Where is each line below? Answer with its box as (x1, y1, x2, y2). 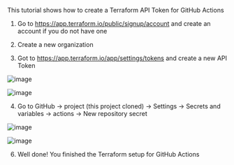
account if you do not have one (17, 27, 108, 35)
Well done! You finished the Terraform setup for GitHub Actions (17, 150, 200, 158)
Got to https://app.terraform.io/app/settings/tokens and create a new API (17, 54, 228, 62)
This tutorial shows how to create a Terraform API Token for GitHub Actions (7, 6, 225, 14)
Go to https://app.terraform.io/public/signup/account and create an (17, 20, 211, 27)
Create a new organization (17, 41, 94, 48)
